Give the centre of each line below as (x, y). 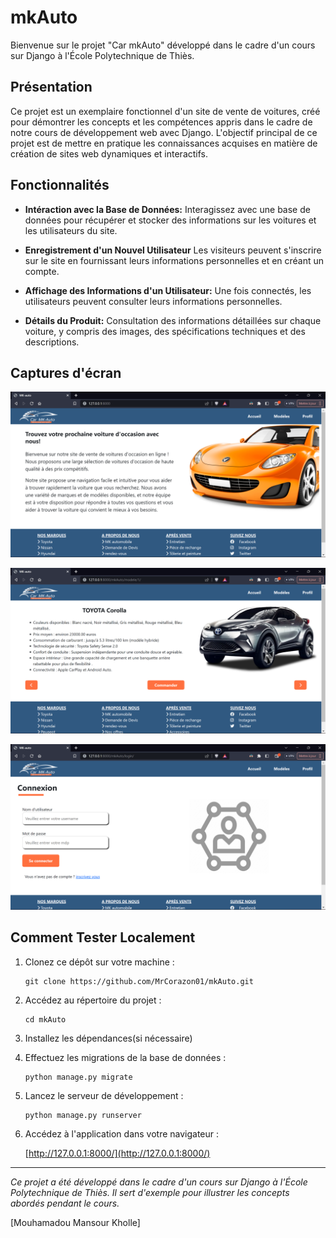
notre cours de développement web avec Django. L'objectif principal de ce (164, 132)
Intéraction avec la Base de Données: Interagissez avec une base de (167, 209)
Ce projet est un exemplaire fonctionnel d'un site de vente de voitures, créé (165, 111)
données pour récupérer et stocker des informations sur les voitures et (170, 220)
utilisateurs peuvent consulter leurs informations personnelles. (153, 301)
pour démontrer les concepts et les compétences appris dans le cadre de (161, 122)
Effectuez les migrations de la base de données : (125, 1057)
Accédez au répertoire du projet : (93, 1000)
